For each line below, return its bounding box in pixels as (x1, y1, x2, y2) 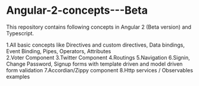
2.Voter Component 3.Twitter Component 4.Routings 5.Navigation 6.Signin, (6, 54, 191, 61)
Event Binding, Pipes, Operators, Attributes (6, 47, 111, 54)
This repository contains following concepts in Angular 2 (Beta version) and (6, 23, 192, 30)
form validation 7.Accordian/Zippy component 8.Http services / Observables (6, 66, 194, 73)
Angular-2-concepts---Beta (6, 4, 148, 17)
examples (6, 73, 30, 80)
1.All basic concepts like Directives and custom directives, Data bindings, (6, 41, 185, 48)
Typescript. (6, 29, 35, 36)
